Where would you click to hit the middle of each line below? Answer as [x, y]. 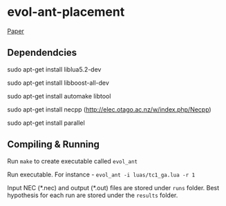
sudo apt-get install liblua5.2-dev [54, 69]
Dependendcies [42, 53]
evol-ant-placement [66, 12]
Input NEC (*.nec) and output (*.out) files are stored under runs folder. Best [113, 187]
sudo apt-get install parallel [46, 123]
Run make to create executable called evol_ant [73, 161]
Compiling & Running [54, 144]
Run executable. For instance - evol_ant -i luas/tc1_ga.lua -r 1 [101, 174]
